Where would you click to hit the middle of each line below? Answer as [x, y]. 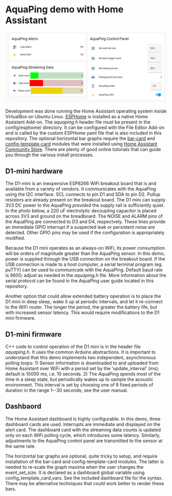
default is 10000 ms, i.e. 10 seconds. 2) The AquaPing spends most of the [83, 374]
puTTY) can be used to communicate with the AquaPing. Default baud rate [84, 270]
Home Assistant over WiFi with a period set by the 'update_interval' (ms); [82, 369]
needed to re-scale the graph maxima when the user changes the [74, 467]
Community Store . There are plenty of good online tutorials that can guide [83, 150]
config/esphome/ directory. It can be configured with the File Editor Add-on [85, 127]
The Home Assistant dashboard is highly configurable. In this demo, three [83, 419]
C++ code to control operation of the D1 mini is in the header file [73, 347]
